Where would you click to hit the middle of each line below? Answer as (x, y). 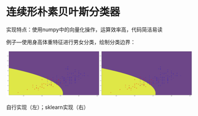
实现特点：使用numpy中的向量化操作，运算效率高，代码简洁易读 (84, 29)
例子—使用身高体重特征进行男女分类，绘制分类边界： (71, 42)
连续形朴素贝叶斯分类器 (63, 12)
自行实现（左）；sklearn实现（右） (48, 107)
